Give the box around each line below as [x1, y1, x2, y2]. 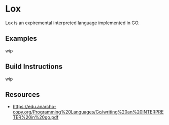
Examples [5, 34, 37, 43]
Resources [5, 90, 40, 99]
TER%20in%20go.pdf [12, 114, 59, 120]
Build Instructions [5, 62, 63, 71]
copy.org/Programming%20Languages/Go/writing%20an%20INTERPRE [12, 109, 164, 115]
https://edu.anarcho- [12, 104, 57, 110]
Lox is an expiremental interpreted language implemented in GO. [5, 20, 140, 26]
